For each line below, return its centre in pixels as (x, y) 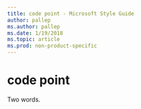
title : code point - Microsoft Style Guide (71, 14)
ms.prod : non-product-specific (52, 46)
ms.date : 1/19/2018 (35, 33)
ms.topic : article (34, 40)
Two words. (24, 99)
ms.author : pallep (34, 26)
